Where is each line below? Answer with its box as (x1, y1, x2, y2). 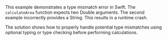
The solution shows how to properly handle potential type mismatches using (5, 24, 162, 30)
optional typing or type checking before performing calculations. (5, 30, 138, 35)
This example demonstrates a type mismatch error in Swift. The (5, 4, 136, 10)
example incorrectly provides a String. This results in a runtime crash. (5, 15, 148, 20)
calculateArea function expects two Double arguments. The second (5, 9, 145, 15)
